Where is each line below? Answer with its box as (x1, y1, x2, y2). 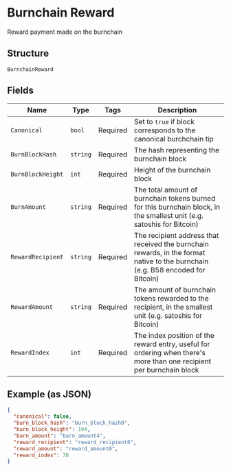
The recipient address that (133, 230, 219, 240)
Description (157, 105, 197, 114)
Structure (7, 48, 49, 59)
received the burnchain (133, 239, 210, 249)
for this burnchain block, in (133, 202, 221, 212)
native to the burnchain (133, 257, 209, 266)
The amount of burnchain (133, 285, 217, 294)
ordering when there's (133, 348, 206, 357)
